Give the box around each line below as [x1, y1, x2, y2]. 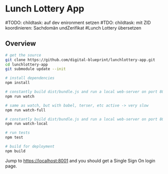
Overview [5, 39, 36, 48]
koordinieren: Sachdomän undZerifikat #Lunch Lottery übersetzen [5, 24, 141, 30]
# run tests [5, 130, 30, 135]
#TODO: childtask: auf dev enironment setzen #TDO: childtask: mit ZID [5, 19, 151, 25]
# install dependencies [5, 75, 55, 80]
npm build [5, 148, 26, 153]
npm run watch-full [5, 107, 46, 112]
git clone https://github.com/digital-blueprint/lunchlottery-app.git [5, 57, 155, 62]
